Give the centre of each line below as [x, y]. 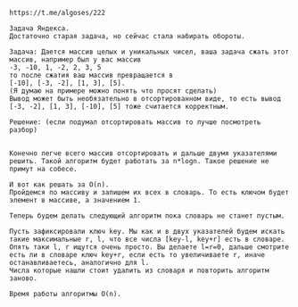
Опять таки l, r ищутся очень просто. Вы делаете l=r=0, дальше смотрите [149, 247]
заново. [24, 278]
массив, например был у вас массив [75, 60]
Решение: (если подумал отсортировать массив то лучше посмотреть [135, 122]
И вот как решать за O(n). [59, 185]
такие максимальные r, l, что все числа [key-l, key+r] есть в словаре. [147, 239]
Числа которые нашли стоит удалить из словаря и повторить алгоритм [139, 270]
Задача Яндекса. [39, 29]
